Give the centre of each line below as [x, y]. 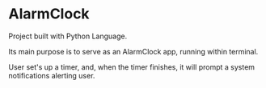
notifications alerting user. [52, 75]
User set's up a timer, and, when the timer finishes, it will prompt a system [132, 67]
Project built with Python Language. [68, 36]
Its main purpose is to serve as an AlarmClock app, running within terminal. [133, 51]
